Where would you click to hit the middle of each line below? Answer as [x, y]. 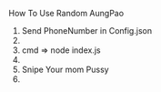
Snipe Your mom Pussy [65, 69]
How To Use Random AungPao [66, 13]
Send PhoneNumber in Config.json [86, 31]
